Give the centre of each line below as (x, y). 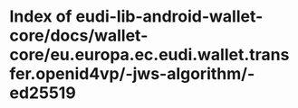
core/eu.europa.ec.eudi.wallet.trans (149, 55)
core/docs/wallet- (79, 36)
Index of (41, 17)
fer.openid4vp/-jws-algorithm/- (132, 74)
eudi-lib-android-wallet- (169, 17)
